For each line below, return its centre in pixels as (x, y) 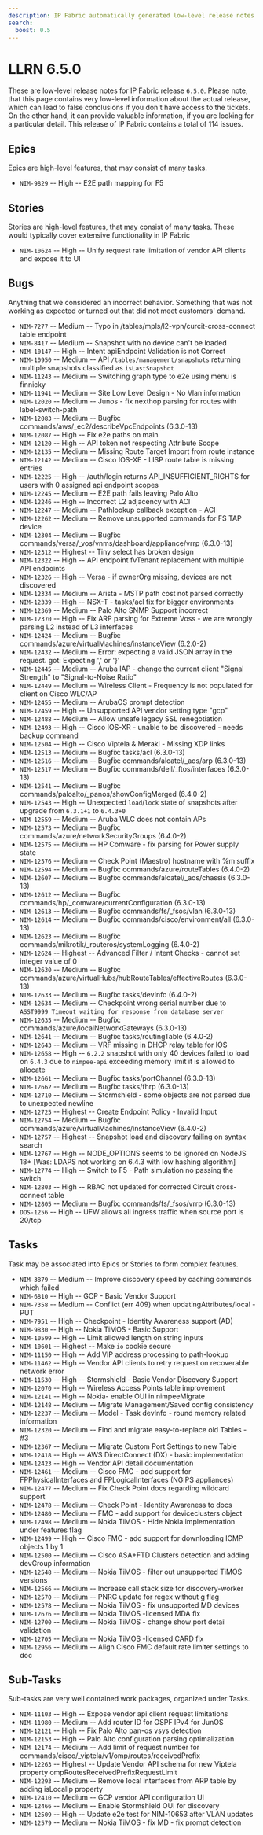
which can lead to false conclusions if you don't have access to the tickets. (130, 108)
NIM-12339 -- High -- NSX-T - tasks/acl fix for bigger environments (126, 602)
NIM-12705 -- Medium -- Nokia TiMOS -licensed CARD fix (111, 1638)
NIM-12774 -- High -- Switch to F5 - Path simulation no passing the (126, 1170)
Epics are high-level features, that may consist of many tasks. (108, 168)
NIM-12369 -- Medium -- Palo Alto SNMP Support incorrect (113, 610)
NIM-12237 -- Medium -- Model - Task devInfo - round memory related (132, 1413)
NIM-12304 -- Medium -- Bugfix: (70, 535)
